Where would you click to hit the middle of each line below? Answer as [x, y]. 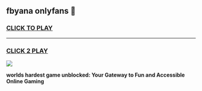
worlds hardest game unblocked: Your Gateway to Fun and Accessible [96, 75]
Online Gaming [25, 81]
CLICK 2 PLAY [27, 50]
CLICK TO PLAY [29, 28]
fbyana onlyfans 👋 [41, 11]
